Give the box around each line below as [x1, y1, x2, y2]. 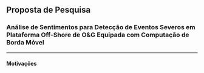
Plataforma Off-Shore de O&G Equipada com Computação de [6, 30, 189, 39]
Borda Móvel [6, 38, 44, 47]
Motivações [6, 60, 37, 68]
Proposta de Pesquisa [6, 5, 91, 15]
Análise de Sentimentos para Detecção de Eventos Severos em [6, 23, 195, 32]
